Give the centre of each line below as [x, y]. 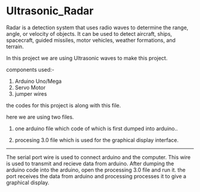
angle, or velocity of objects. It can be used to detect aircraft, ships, [89, 33]
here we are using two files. [40, 117]
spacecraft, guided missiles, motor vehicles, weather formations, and [91, 40]
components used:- [30, 69]
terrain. [15, 47]
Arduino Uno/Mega [38, 81]
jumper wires [31, 94]
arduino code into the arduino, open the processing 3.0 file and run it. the [96, 170]
